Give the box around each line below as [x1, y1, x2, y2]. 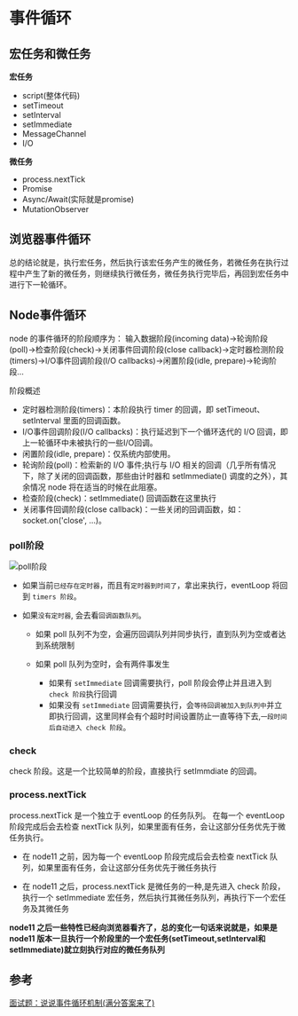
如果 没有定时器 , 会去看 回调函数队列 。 [21, 610, 146, 620]
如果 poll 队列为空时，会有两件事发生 [35, 658, 170, 669]
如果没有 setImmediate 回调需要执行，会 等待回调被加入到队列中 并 [48, 699, 275, 710]
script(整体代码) [21, 91, 81, 100]
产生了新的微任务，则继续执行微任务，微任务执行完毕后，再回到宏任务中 [24, 268, 289, 279]
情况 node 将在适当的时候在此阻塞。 [29, 481, 162, 492]
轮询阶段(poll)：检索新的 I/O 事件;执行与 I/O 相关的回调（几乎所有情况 [21, 459, 277, 470]
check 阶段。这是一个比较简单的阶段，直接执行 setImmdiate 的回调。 [9, 766, 262, 776]
